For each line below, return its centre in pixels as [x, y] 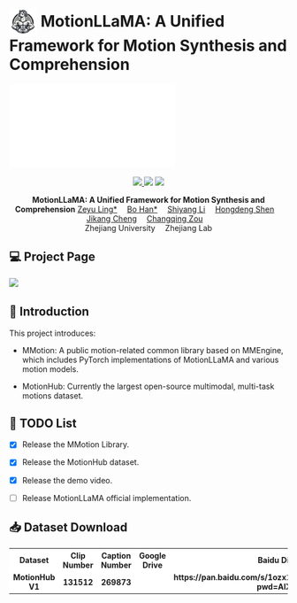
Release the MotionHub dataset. [80, 462]
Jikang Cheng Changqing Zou [145, 218]
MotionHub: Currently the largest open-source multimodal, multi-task [148, 386]
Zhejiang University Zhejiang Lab [148, 228]
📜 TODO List [43, 423]
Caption [116, 555]
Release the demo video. [67, 480]
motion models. [50, 369]
